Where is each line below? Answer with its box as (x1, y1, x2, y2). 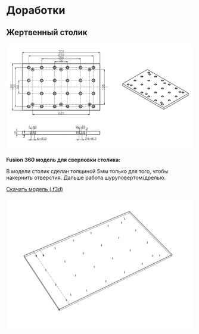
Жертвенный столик (6, 27, 88, 38)
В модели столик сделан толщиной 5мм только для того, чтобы (6, 168, 169, 174)
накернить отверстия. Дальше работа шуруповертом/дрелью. (6, 174, 166, 181)
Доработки (6, 4, 66, 17)
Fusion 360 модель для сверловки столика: (6, 156, 121, 163)
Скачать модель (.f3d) (6, 186, 64, 192)
